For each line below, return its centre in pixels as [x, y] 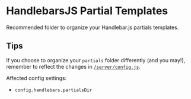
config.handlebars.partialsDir [53, 90]
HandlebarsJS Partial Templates [87, 11]
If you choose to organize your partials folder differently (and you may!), [96, 60]
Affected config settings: [36, 78]
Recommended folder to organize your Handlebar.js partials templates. [93, 27]
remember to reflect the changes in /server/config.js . [73, 66]
